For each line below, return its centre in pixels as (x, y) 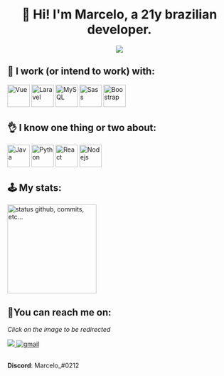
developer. (119, 30)
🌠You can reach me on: (59, 312)
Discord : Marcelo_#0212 (43, 365)
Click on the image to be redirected (59, 330)
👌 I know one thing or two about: (82, 128)
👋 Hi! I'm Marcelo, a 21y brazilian (119, 15)
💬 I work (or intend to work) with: (81, 72)
